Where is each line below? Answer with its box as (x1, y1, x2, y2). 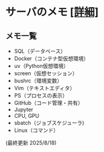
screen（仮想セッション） (14, 70, 78, 77)
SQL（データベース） (14, 48, 66, 54)
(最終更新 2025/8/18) (5, 140, 57, 146)
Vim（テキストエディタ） (14, 85, 75, 92)
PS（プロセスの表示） (14, 92, 68, 99)
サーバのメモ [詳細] (5, 5, 99, 19)
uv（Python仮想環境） (14, 63, 69, 69)
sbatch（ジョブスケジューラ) (14, 119, 84, 126)
